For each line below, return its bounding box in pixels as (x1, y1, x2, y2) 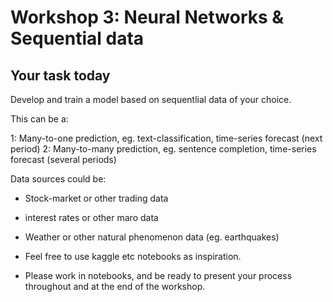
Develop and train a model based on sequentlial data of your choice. (10, 94, 292, 105)
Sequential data (10, 27, 145, 50)
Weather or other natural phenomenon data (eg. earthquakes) (24, 231, 280, 243)
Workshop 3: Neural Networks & (10, 6, 285, 29)
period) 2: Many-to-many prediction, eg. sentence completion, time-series (10, 143, 317, 155)
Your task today (10, 67, 111, 84)
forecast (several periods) (10, 154, 117, 165)
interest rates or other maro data (24, 212, 159, 223)
